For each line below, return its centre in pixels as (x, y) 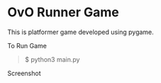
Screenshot (24, 73)
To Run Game (27, 45)
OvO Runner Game (63, 12)
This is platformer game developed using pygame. (80, 32)
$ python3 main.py (52, 59)
